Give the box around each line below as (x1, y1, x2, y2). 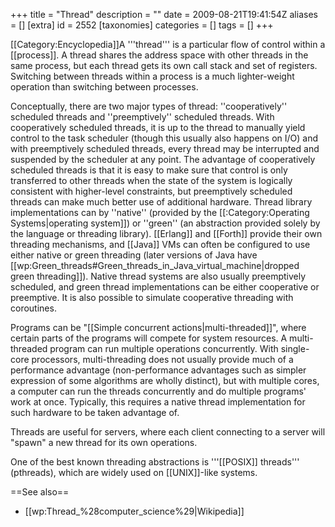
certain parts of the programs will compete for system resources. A (10, 332, 288, 344)
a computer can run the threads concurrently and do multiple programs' (10, 385, 307, 397)
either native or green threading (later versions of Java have (10, 249, 258, 261)
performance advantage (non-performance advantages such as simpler (10, 364, 307, 376)
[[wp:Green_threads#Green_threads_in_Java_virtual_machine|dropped (10, 260, 300, 271)
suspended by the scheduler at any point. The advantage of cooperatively (10, 154, 316, 165)
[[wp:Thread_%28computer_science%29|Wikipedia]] (24, 505, 245, 517)
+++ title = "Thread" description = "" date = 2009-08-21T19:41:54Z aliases (10, 9, 318, 20)
